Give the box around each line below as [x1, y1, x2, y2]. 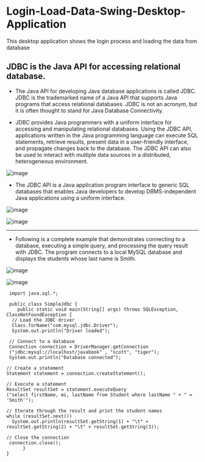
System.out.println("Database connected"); [9, 354, 121, 361]
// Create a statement [6, 365, 64, 371]
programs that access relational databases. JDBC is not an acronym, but [15, 100, 198, 107]
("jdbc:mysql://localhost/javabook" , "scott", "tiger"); [9, 349, 160, 355]
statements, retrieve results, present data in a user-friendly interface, [15, 138, 189, 145]
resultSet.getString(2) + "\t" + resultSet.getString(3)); [6, 424, 160, 430]
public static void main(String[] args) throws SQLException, [17, 306, 179, 312]
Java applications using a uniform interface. [15, 194, 126, 201]
